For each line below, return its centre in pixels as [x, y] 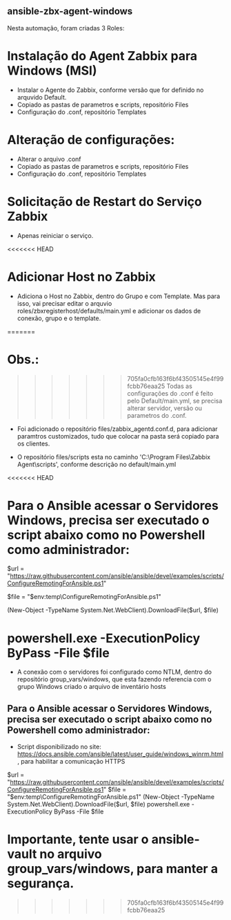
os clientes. [33, 443]
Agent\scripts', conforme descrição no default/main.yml [97, 464]
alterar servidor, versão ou [164, 408]
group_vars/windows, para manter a [113, 869]
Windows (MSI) [52, 71]
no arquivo [71, 854]
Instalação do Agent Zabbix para [102, 56]
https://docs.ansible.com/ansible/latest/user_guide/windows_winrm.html [120, 754]
